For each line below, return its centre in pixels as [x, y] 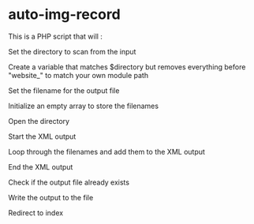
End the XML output [41, 166]
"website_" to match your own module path [78, 75]
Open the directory [39, 121]
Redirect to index [36, 213]
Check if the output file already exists [69, 182]
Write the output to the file [51, 197]
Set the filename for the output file [64, 90]
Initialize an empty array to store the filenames [84, 106]
